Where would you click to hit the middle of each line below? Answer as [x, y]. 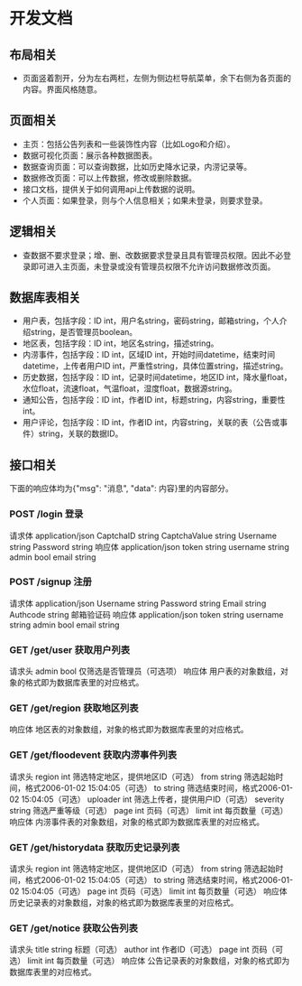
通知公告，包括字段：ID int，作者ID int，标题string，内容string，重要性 [154, 400]
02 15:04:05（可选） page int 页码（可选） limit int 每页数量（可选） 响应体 [148, 891]
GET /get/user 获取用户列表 [70, 649]
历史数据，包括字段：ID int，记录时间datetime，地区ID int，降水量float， [157, 377]
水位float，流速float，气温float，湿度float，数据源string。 [129, 388]
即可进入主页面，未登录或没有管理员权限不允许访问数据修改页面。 [153, 266]
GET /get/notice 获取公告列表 [73, 928]
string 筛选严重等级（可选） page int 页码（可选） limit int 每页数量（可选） [149, 810]
